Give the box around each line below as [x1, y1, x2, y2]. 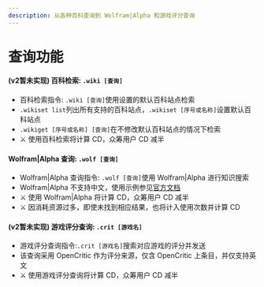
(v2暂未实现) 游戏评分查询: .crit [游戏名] [8, 222, 143, 231]
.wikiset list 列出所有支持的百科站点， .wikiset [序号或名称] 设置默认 [19, 105, 245, 114]
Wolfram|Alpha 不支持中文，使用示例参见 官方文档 [19, 183, 181, 192]
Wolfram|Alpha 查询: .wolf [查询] [8, 154, 119, 163]
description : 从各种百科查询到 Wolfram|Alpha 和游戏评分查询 [8, 11, 195, 20]
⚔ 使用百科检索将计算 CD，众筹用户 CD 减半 [19, 135, 165, 144]
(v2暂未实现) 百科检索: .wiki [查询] [8, 76, 124, 85]
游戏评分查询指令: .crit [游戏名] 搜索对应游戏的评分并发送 [19, 241, 206, 251]
